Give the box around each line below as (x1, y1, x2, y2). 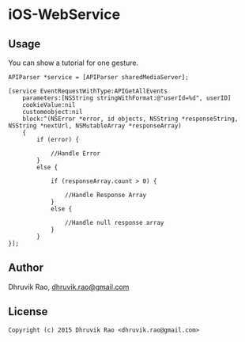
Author (8, 261, 43, 275)
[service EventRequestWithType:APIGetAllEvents (8, 87, 168, 95)
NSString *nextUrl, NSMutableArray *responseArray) (8, 122, 182, 130)
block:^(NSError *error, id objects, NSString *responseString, (22, 115, 239, 123)
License (8, 305, 48, 318)
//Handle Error (50, 150, 101, 158)
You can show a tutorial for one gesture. (8, 58, 139, 67)
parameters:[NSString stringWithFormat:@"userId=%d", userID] (22, 94, 232, 102)
